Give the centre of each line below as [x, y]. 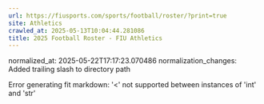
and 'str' [22, 94]
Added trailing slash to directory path [69, 70]
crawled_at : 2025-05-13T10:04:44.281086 [77, 30]
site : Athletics [35, 23]
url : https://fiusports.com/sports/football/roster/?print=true [118, 16]
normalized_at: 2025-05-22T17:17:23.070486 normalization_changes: [123, 61]
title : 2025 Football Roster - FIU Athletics [85, 38]
